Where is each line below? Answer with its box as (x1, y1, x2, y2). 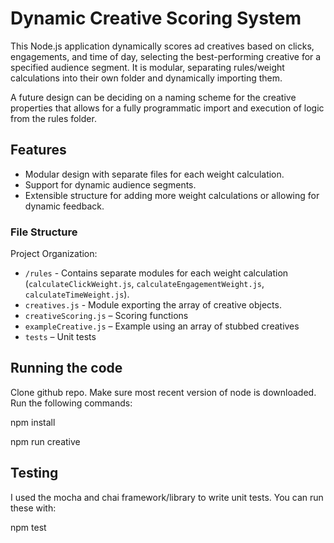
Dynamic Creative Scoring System (10, 7, 302, 30)
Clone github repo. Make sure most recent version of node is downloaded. (10, 386, 317, 398)
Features (10, 142, 67, 159)
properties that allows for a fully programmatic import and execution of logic (10, 102, 325, 114)
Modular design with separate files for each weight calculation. (24, 168, 285, 180)
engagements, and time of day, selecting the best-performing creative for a (10, 50, 322, 62)
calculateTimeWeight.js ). (24, 288, 130, 301)
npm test (10, 521, 47, 533)
